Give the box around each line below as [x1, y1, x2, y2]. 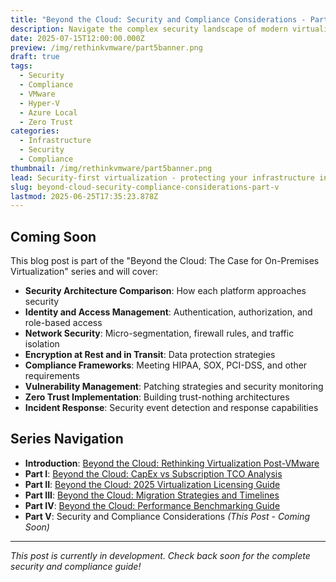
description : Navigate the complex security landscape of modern [10, 24, 288, 34]
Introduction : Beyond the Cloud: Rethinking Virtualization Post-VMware [24, 457, 320, 469]
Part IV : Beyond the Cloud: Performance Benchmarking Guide [24, 499, 281, 511]
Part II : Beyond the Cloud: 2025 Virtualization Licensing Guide [24, 478, 281, 490]
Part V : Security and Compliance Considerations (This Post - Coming [24, 510, 311, 522]
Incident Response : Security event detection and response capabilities [24, 402, 319, 414]
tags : [10, 61, 33, 71]
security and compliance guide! [10, 560, 142, 572]
